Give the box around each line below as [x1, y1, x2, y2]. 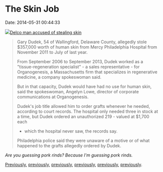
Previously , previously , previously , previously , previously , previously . [5, 161, 143, 167]
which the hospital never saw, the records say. [24, 128, 118, 134]
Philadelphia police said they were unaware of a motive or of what [17, 138, 150, 143]
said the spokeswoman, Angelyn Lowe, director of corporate [17, 88, 139, 94]
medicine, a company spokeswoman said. [17, 74, 102, 80]
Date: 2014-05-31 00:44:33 [5, 19, 60, 25]
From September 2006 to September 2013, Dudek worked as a [17, 58, 143, 64]
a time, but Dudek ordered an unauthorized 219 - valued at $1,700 [17, 113, 150, 120]
